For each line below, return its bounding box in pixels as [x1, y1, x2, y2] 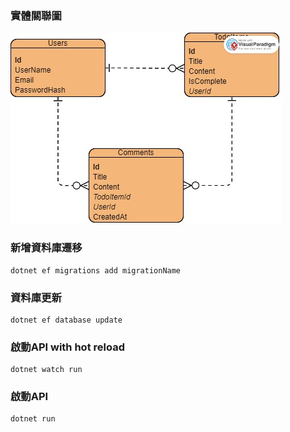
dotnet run [10, 414, 56, 424]
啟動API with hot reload [10, 340, 125, 354]
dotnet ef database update [10, 315, 123, 325]
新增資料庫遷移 [10, 241, 83, 255]
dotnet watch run [10, 365, 83, 375]
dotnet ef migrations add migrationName [10, 265, 182, 276]
